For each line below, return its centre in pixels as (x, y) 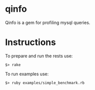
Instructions (31, 42)
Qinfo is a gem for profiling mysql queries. (48, 22)
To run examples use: (27, 74)
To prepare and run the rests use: (39, 56)
